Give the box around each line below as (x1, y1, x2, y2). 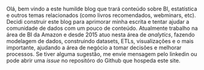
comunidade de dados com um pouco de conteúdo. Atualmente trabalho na (6, 24, 198, 32)
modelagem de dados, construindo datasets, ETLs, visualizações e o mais (6, 38, 194, 44)
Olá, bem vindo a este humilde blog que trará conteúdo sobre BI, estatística (6, 5, 198, 12)
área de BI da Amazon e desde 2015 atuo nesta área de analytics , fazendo (6, 31, 195, 38)
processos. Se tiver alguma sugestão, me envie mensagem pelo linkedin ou (6, 51, 198, 57)
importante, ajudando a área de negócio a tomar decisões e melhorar (6, 44, 182, 51)
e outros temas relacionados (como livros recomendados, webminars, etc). (6, 12, 197, 19)
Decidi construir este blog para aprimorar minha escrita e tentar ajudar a (6, 18, 189, 25)
